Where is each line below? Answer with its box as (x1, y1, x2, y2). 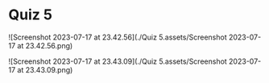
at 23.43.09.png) (17, 64, 73, 74)
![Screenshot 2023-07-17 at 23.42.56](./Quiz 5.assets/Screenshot (8, 32, 227, 42)
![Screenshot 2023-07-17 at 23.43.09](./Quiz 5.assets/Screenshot (8, 56, 227, 66)
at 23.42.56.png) (17, 40, 73, 50)
